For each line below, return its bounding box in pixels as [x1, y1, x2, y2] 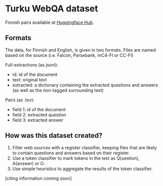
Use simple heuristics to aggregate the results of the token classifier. [12, 166, 153, 172]
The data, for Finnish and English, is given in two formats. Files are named [5, 47, 156, 53]
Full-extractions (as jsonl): [5, 62, 58, 67]
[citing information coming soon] [5, 175, 72, 181]
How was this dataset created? [5, 131, 103, 140]
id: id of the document [12, 71, 58, 77]
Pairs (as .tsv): [5, 97, 35, 103]
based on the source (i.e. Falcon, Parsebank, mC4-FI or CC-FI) [5, 52, 134, 58]
